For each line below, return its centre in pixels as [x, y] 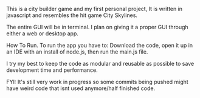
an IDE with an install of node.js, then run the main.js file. [77, 52]
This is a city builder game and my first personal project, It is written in [95, 9]
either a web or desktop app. [43, 33]
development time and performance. [52, 70]
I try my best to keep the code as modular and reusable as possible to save [100, 64]
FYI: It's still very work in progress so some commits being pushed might [97, 82]
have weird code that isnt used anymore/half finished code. [81, 88]
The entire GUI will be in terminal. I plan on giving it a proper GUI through [97, 27]
